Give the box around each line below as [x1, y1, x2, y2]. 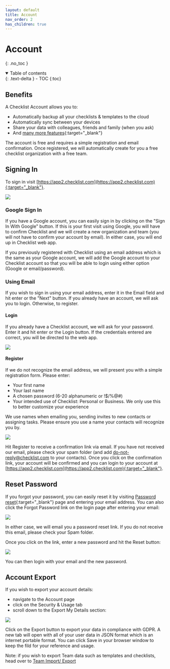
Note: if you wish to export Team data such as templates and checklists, [5, 653, 156, 659]
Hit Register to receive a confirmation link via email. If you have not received [5, 443, 164, 450]
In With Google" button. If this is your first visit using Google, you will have [5, 223, 160, 229]
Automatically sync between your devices [12, 119, 100, 125]
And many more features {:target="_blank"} [12, 130, 103, 136]
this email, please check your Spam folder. [5, 529, 94, 535]
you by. [5, 424, 21, 430]
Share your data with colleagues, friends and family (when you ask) [12, 125, 154, 130]
